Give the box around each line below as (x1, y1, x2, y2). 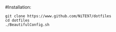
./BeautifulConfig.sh (5, 22, 50, 27)
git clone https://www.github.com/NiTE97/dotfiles (5, 14, 112, 19)
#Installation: (5, 4, 32, 10)
